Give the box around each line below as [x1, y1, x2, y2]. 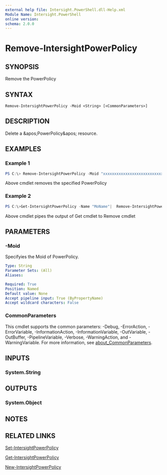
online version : [5, 16, 39, 21]
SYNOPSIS [5, 62, 39, 71]
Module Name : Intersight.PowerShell [5, 12, 81, 17]
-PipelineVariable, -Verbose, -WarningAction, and [27, 334, 128, 340]
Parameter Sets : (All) [5, 268, 52, 273]
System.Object [5, 399, 42, 406]
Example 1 [5, 160, 30, 167]
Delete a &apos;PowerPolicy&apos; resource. [5, 130, 98, 136]
